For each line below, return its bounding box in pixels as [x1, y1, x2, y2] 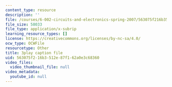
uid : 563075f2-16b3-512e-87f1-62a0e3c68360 [5, 55, 100, 60]
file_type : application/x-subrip [5, 27, 77, 32]
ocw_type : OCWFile [5, 41, 45, 46]
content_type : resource [5, 7, 56, 13]
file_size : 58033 [5, 21, 42, 27]
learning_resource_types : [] [5, 31, 68, 36]
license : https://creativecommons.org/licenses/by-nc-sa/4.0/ [5, 36, 141, 41]
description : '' [5, 12, 40, 17]
